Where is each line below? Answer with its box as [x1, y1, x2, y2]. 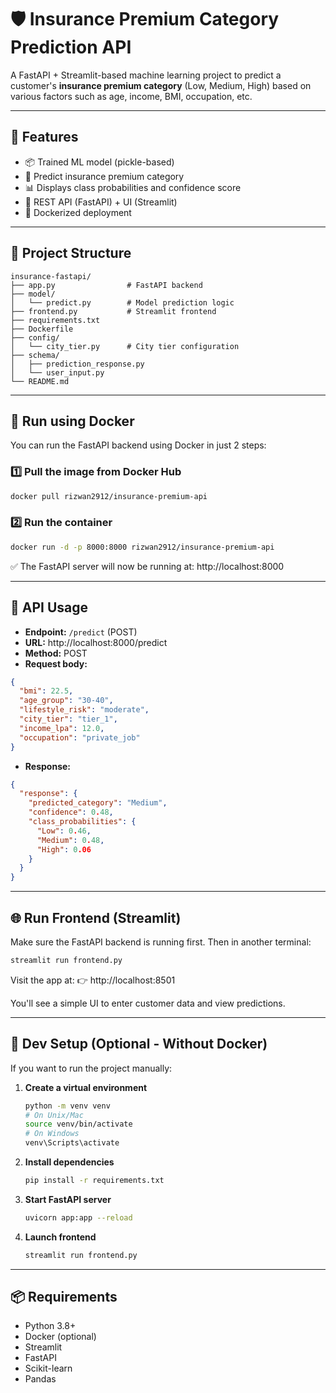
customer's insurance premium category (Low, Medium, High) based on [10, 79, 312, 91]
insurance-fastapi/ [10, 271, 92, 281]
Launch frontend [24, 1231, 97, 1243]
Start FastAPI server [24, 1193, 112, 1205]
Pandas [24, 1373, 57, 1385]
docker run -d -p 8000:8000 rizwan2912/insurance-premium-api [10, 542, 275, 552]
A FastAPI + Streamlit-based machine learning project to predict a [10, 69, 282, 81]
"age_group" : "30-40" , [19, 696, 114, 706]
